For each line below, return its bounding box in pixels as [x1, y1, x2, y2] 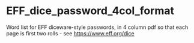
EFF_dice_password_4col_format [6, 4, 175, 18]
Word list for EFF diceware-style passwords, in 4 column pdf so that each [6, 24, 189, 31]
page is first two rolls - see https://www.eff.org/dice [6, 29, 135, 37]
